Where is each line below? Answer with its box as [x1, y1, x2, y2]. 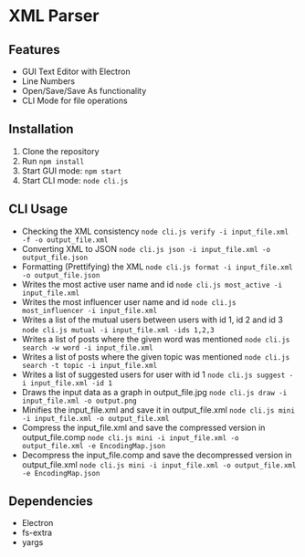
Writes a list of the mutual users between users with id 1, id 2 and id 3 [21, 314, 284, 325]
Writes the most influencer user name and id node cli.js [21, 296, 237, 307]
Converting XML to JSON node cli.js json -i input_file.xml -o [21, 243, 271, 254]
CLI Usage [8, 202, 68, 217]
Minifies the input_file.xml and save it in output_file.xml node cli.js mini [21, 404, 296, 415]
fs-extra [21, 527, 52, 539]
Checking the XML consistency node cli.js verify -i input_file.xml [21, 226, 289, 236]
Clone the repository [21, 145, 100, 156]
